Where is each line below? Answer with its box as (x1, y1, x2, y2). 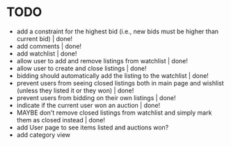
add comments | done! (16, 42, 81, 50)
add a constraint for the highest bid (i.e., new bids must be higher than (16, 27, 219, 35)
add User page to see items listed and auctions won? (16, 123, 169, 131)
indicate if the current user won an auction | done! (16, 101, 161, 109)
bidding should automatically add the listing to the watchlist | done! (16, 71, 209, 80)
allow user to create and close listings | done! (16, 64, 147, 72)
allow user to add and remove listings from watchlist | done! (16, 56, 189, 65)
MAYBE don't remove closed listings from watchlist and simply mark (16, 108, 212, 117)
